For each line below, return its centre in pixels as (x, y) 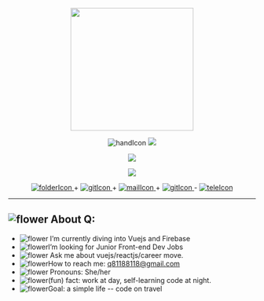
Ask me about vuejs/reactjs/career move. (117, 255)
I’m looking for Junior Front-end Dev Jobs (115, 247)
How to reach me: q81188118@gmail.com (114, 263)
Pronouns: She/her (81, 272)
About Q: (73, 220)
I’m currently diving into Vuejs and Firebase (120, 238)
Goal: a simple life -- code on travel (105, 288)
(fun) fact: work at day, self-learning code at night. (130, 280)
